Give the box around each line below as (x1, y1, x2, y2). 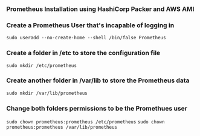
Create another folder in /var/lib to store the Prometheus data (6, 76, 190, 85)
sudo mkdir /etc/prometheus (6, 62, 77, 68)
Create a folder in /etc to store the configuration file (6, 49, 161, 57)
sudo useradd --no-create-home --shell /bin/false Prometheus (6, 35, 166, 41)
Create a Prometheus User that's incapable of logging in (6, 21, 175, 29)
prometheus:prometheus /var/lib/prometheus (6, 125, 118, 131)
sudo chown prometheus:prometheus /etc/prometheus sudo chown (6, 119, 165, 125)
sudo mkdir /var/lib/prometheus (6, 90, 88, 96)
